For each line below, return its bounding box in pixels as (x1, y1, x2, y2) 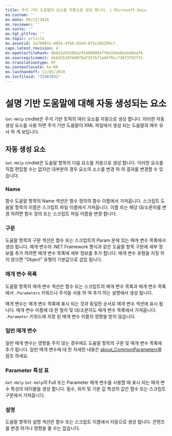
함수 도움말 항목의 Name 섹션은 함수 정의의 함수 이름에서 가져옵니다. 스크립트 (5, 198, 160, 204)
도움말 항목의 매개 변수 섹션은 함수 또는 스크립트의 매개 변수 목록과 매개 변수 (5, 283, 157, 289)
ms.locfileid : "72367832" (5, 74, 60, 79)
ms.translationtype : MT (5, 60, 56, 65)
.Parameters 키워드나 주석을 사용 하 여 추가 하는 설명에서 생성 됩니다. (14, 289, 153, 296)
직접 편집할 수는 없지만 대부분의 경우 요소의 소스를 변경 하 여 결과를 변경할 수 (5, 166, 158, 172)
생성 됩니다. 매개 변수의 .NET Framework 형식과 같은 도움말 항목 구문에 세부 (5, 244, 158, 250)
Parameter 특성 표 (5, 367, 49, 374)
